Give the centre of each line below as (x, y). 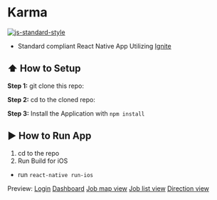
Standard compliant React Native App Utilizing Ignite (95, 46)
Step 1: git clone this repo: (46, 86)
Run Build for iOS (43, 161)
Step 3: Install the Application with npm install (76, 113)
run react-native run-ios (55, 174)
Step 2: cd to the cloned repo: (52, 99)
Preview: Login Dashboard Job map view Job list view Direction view (108, 188)
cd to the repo (38, 153)
